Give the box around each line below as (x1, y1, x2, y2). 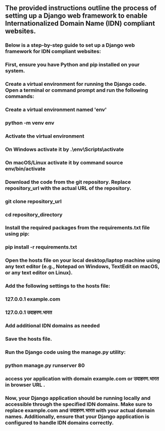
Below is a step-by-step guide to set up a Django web (5, 42, 135, 49)
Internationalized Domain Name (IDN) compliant (5, 19, 155, 28)
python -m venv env (5, 119, 55, 126)
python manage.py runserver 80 (5, 362, 85, 369)
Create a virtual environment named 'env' (5, 106, 107, 113)
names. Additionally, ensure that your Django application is (5, 413, 150, 420)
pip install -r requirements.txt (5, 244, 77, 251)
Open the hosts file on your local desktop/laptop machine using (5, 257, 160, 264)
